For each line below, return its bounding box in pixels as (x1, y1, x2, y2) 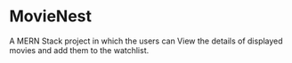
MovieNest (9, 6, 92, 27)
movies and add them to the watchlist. (9, 44, 150, 55)
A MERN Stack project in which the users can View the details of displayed (9, 35, 283, 46)
